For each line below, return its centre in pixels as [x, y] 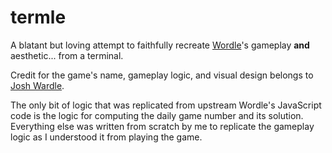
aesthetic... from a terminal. [67, 55]
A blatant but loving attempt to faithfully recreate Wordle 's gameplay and [160, 45]
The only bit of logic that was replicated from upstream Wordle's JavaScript [166, 105]
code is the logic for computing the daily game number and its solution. [157, 115]
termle [38, 17]
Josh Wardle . [37, 85]
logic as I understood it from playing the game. [106, 137]
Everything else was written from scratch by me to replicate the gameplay [162, 126]
